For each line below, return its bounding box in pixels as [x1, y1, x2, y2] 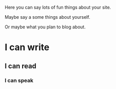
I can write [5, 41, 50, 53]
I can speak [5, 77, 34, 84]
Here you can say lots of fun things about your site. [5, 5, 111, 10]
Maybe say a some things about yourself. [5, 14, 90, 20]
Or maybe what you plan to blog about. [5, 24, 86, 30]
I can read [5, 62, 36, 70]
